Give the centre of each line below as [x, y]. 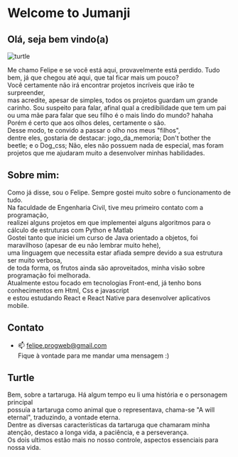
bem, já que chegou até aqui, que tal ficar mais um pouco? [93, 77]
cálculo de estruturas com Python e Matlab [70, 230]
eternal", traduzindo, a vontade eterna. [64, 417]
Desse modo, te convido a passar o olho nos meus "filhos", [94, 130]
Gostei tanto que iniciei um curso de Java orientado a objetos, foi [103, 237]
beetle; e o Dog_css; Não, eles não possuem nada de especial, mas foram [115, 145]
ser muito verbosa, [35, 260]
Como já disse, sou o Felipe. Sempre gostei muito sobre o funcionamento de [119, 192]
